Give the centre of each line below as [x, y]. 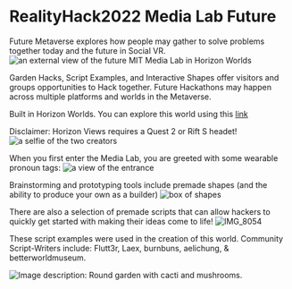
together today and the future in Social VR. [88, 50]
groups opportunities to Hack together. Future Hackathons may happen [141, 87]
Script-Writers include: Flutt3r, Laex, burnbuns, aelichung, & [119, 248]
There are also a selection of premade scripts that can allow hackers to [140, 211]
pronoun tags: [35, 167]
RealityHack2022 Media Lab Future [143, 17]
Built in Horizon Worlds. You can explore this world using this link [129, 114]
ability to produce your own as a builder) [84, 194]
